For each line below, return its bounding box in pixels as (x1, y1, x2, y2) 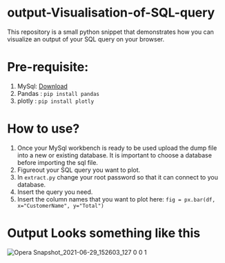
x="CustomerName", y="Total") (17, 202, 105, 209)
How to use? (7, 121, 80, 137)
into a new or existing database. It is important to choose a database (17, 150, 213, 159)
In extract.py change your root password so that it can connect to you (17, 173, 219, 181)
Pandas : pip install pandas (17, 89, 100, 97)
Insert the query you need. (17, 188, 93, 196)
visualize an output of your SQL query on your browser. (7, 35, 164, 43)
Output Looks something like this (7, 226, 201, 241)
